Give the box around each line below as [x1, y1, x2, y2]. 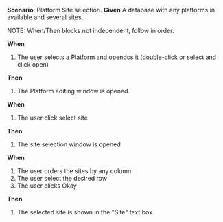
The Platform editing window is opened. [16, 87, 130, 95]
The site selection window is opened [16, 140, 121, 148]
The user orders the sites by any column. [16, 167, 134, 175]
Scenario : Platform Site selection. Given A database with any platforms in [7, 6, 215, 14]
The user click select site [16, 113, 88, 122]
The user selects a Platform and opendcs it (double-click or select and [16, 53, 217, 61]
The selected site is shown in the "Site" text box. [16, 208, 154, 216]
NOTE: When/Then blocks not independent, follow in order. [7, 27, 174, 34]
